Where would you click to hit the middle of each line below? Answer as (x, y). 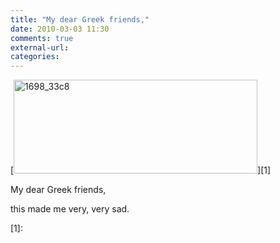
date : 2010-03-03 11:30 (60, 29)
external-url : (40, 47)
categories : (35, 57)
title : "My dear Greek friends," (80, 19)
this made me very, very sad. (70, 209)
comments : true (42, 38)
